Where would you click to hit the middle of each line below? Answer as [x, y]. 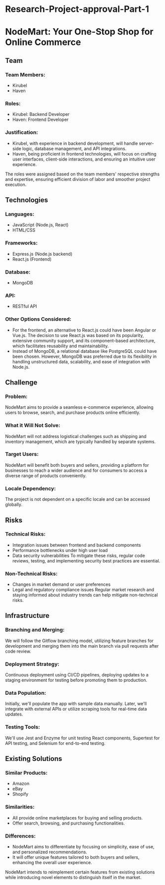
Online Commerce [43, 42]
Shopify [20, 794]
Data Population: [26, 693]
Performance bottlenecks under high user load [60, 550]
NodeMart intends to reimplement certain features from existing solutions [80, 872]
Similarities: [20, 807]
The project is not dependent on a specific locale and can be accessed [78, 499]
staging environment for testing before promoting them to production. [76, 680]
